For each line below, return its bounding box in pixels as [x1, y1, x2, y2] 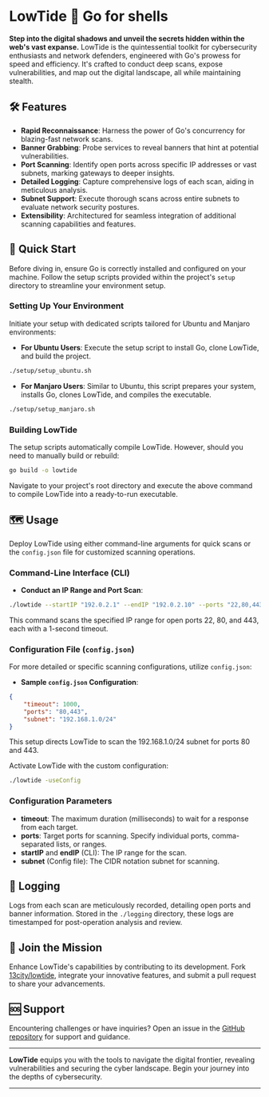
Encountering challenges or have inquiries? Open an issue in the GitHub [9, 1023, 246, 1033]
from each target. [20, 822, 78, 831]
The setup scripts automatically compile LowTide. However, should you [9, 442, 243, 451]
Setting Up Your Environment [9, 300, 125, 311]
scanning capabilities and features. [20, 219, 136, 229]
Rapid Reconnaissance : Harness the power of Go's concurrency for [20, 126, 246, 135]
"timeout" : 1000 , [23, 700, 81, 708]
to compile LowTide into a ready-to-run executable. [9, 489, 178, 498]
